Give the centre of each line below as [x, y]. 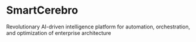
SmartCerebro [42, 10]
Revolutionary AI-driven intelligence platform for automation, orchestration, [98, 27]
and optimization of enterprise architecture [59, 33]
